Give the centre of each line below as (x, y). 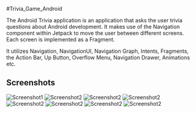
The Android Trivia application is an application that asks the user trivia (94, 20)
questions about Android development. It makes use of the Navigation (93, 27)
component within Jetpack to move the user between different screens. (95, 33)
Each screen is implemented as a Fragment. (61, 39)
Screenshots (31, 83)
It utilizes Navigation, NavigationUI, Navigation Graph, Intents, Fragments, (97, 51)
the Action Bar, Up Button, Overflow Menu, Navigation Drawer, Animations (98, 57)
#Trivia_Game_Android (34, 9)
